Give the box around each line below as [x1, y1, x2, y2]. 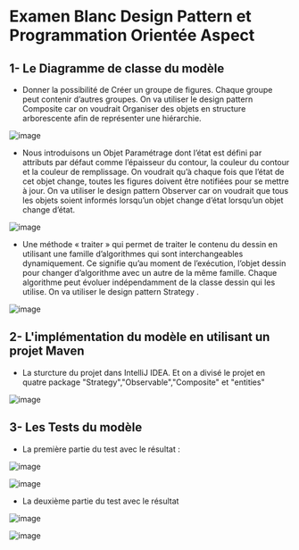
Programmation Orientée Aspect [9, 25, 255, 46]
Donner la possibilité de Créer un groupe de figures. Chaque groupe [21, 85, 273, 95]
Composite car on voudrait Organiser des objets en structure [21, 104, 246, 113]
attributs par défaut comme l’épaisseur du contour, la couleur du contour [21, 157, 290, 167]
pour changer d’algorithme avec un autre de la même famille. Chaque [21, 268, 278, 278]
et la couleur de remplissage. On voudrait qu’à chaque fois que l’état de [21, 167, 285, 177]
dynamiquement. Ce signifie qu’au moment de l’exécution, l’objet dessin [21, 258, 287, 269]
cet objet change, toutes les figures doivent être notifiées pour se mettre [21, 176, 289, 187]
